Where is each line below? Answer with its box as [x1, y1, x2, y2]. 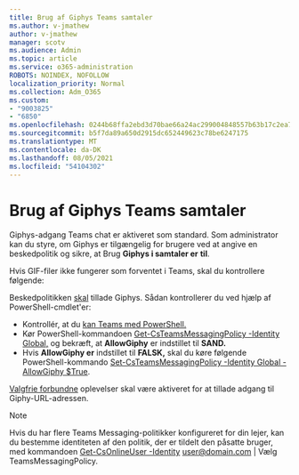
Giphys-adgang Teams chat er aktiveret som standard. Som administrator [9, 229, 279, 240]
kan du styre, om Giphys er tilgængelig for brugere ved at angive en [9, 239, 258, 250]
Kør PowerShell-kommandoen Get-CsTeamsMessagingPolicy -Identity [21, 328, 280, 339]
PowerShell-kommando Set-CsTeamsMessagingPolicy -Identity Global [21, 357, 281, 367]
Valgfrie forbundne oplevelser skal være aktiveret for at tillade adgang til [9, 383, 274, 394]
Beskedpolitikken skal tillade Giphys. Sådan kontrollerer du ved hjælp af [9, 293, 271, 303]
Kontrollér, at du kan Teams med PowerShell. [21, 319, 187, 330]
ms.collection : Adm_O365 [9, 87, 101, 96]
